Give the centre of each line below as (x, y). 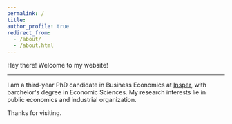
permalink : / (26, 13)
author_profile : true (38, 26)
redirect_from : (29, 33)
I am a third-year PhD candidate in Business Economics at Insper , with (107, 85)
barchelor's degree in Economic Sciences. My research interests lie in (106, 92)
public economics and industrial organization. (72, 100)
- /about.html (33, 45)
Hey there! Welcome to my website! (58, 65)
